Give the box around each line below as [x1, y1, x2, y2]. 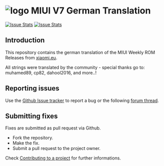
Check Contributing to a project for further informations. [5, 155, 121, 161]
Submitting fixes [5, 111, 58, 120]
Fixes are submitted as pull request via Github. [5, 125, 101, 131]
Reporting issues [5, 84, 60, 92]
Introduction [5, 36, 45, 44]
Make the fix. [12, 140, 40, 146]
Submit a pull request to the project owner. [12, 145, 101, 151]
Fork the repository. [12, 135, 54, 141]
